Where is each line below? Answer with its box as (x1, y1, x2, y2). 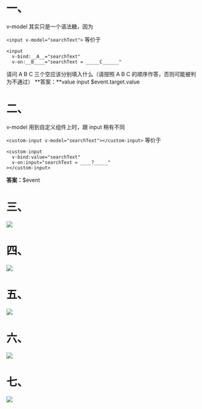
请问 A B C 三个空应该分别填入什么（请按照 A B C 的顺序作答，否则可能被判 (6, 70, 196, 77)
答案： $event (6, 176, 40, 184)
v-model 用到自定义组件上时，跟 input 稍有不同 (6, 123, 125, 131)
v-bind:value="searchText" (12, 154, 81, 160)
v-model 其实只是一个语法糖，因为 (6, 23, 94, 30)
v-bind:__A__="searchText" (12, 53, 81, 60)
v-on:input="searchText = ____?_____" (12, 159, 111, 165)
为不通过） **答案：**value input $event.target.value (6, 78, 140, 85)
